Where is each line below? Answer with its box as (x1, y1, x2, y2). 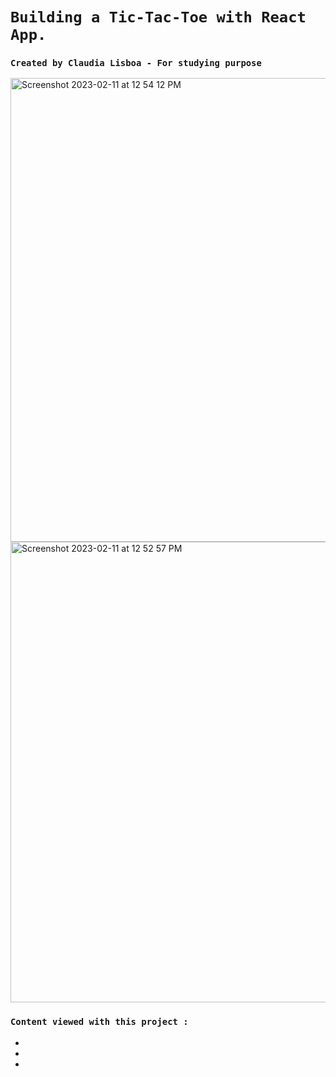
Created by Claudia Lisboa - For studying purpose (10, 58, 262, 69)
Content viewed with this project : (10, 1016, 189, 1028)
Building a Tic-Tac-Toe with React (10, 8, 307, 27)
